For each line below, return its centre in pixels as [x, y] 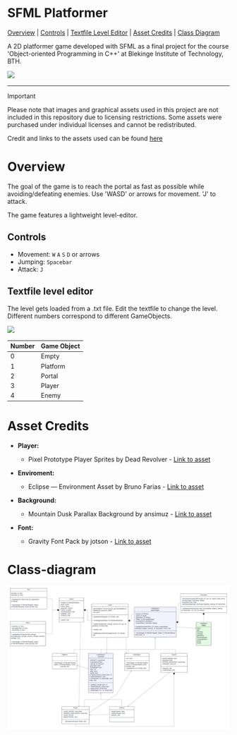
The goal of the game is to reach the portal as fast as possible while [106, 186]
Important [22, 96]
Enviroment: [36, 473]
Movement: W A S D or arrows [59, 254]
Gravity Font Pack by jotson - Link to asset [90, 541]
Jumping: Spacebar [45, 262]
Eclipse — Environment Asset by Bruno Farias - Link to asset [116, 486]
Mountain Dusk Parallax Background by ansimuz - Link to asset [120, 514]
